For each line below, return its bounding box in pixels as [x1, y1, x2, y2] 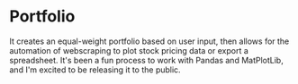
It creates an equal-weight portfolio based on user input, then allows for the [9, 36, 290, 46]
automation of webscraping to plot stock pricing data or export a [9, 45, 249, 55]
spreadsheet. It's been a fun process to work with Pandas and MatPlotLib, [9, 55, 284, 65]
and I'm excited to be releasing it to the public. [9, 64, 182, 75]
